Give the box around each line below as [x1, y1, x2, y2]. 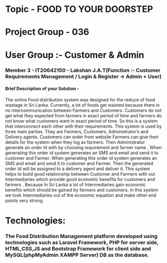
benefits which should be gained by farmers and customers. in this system [5, 187, 159, 193]
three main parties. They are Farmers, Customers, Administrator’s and [5, 128, 149, 134]
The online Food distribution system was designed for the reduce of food [5, 96, 156, 103]
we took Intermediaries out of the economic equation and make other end [5, 192, 157, 198]
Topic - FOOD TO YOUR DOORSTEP [5, 3, 154, 15]
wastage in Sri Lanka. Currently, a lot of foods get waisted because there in [5, 102, 160, 108]
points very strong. [5, 197, 44, 203]
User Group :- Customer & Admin [5, 49, 145, 60]
